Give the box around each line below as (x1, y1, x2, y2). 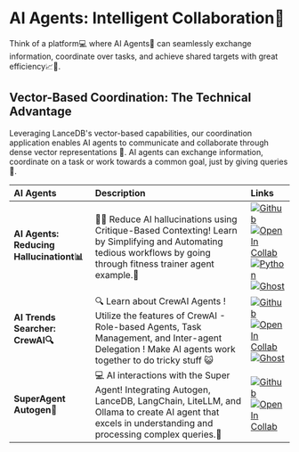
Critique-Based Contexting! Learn (94, 224, 238, 236)
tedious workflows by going (94, 246, 211, 259)
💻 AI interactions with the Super (94, 369, 230, 382)
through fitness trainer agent (94, 258, 215, 270)
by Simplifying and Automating (94, 235, 224, 248)
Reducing (13, 239, 55, 251)
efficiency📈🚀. (9, 61, 61, 71)
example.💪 (94, 268, 140, 281)
